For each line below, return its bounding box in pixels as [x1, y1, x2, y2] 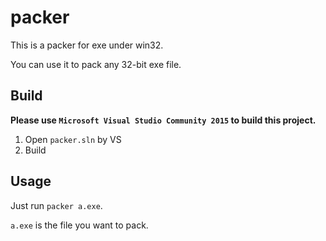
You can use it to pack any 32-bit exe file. [10, 58, 182, 70]
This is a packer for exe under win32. [10, 39, 164, 51]
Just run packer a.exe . [10, 199, 103, 211]
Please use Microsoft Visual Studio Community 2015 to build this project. [10, 114, 317, 126]
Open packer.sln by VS [24, 133, 122, 145]
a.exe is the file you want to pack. [10, 219, 149, 231]
